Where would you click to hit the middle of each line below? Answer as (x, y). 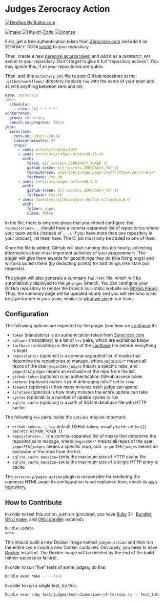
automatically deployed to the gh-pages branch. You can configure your (77, 283)
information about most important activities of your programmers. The (75, 253)
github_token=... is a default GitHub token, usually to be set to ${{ (79, 427)
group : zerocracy (27, 118)
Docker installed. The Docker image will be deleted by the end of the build (80, 552)
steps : (20, 145)
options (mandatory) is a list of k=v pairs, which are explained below (81, 340)
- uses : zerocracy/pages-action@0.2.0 (57, 182)
